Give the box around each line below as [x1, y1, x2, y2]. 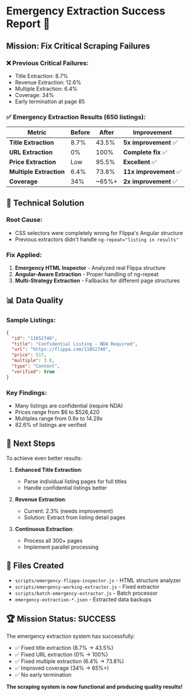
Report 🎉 [6, 17, 50, 31]
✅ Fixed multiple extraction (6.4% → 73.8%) [14, 658, 125, 665]
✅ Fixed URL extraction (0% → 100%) [14, 651, 108, 658]
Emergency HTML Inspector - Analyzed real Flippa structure [14, 264, 166, 272]
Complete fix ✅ [123, 148, 168, 156]
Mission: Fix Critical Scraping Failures [6, 41, 150, 51]
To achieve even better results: [6, 454, 83, 462]
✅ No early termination [14, 671, 72, 679]
